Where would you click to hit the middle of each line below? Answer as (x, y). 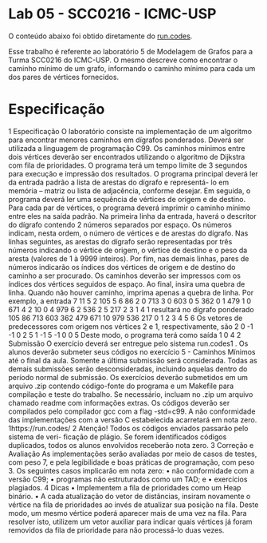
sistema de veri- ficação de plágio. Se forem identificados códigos (118, 437)
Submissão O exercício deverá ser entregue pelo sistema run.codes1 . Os (128, 343)
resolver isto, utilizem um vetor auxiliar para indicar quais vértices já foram (130, 521)
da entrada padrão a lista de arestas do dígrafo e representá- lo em (119, 182)
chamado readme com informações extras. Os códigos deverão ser (119, 402)
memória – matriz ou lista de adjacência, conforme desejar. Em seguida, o (130, 190)
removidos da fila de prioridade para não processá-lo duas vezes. (116, 530)
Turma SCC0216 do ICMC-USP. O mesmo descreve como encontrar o (123, 60)
